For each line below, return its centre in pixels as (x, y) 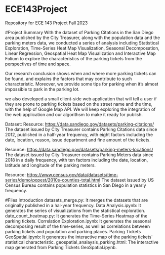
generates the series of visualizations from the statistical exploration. (75, 211)
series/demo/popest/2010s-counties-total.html (53, 180)
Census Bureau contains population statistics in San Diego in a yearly (76, 185)
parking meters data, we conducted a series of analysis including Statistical (82, 42)
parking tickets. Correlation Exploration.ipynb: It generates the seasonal (78, 221)
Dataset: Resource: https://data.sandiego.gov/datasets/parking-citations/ (80, 124)
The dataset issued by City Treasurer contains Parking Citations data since (81, 129)
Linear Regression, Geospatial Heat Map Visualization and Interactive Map (81, 53)
